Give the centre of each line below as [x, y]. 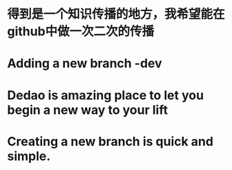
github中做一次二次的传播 [81, 31]
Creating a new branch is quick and [110, 141]
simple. [29, 156]
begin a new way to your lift [87, 110]
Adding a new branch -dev [85, 64]
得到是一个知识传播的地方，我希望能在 [116, 14]
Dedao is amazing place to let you [106, 95]
